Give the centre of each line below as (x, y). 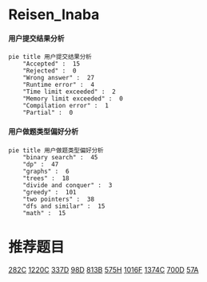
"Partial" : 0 (48, 113)
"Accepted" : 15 (52, 64)
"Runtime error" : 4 (58, 85)
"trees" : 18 (46, 178)
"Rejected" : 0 (50, 71)
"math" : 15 (44, 213)
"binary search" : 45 (60, 157)
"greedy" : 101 (50, 192)
